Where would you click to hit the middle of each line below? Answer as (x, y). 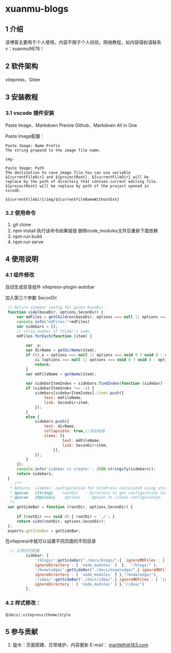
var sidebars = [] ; (37, 327)
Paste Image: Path (25, 168)
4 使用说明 (22, 259)
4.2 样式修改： (23, 603)
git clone (22, 224)
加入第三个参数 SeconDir (31, 298)
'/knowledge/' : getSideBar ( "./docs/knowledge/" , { (87, 570)
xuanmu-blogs (37, 9)
